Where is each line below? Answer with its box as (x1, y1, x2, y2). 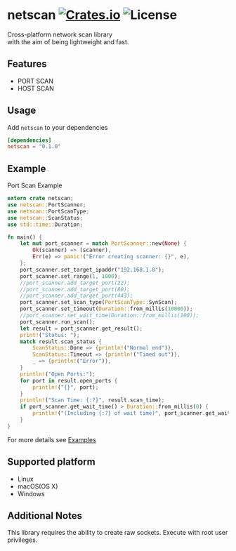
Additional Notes (7, 510, 83, 522)
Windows (17, 489, 45, 498)
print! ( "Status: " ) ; (20, 331, 80, 338)
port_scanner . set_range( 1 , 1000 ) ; (20, 272, 121, 280)
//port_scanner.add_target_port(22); (20, 279, 131, 286)
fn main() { (7, 234, 42, 241)
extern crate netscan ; (7, 195, 74, 202)
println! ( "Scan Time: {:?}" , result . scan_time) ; (20, 397, 165, 404)
